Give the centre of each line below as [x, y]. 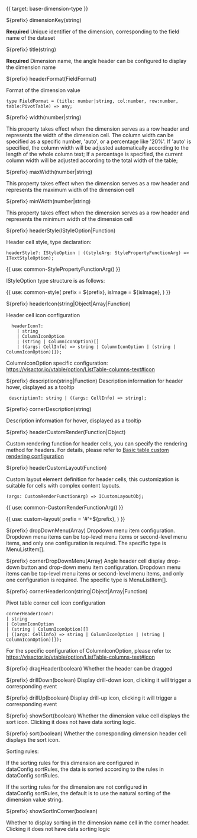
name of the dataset [31, 38]
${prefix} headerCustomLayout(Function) [56, 468]
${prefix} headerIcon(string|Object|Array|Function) [69, 303]
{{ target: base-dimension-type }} [47, 9]
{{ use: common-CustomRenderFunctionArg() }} [65, 507]
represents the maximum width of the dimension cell [70, 190]
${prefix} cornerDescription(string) [49, 409]
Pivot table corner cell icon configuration [56, 603]
